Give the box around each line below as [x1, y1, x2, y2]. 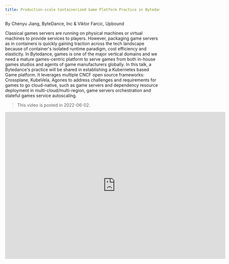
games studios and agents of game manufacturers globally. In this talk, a [5, 61, 152, 67]
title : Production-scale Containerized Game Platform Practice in [5, 7, 143, 12]
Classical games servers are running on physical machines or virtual [5, 30, 143, 36]
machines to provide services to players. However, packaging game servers [5, 35, 158, 41]
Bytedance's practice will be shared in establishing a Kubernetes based [5, 67, 149, 72]
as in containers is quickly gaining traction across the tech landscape [5, 40, 144, 47]
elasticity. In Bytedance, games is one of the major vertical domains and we [5, 51, 158, 57]
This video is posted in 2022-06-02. [17, 102, 91, 108]
